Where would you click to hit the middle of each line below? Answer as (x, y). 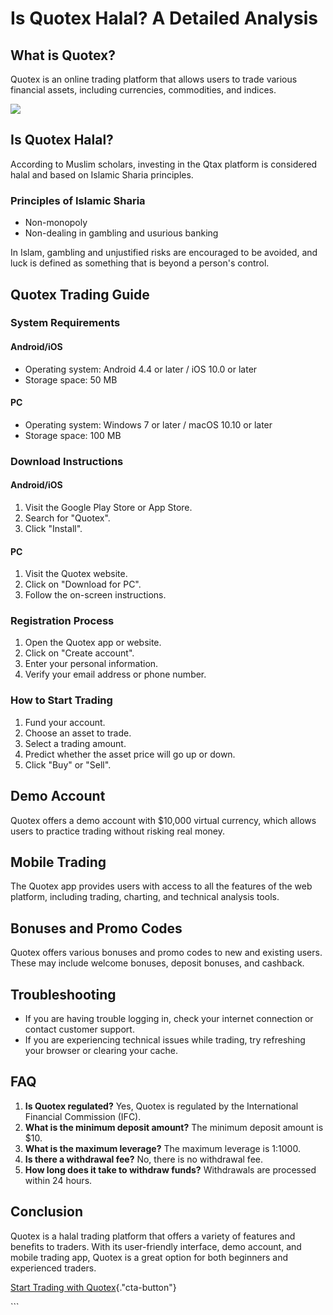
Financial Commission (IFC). (83, 1116)
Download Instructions (67, 461)
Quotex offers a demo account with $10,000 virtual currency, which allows (163, 820)
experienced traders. (53, 1268)
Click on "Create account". (79, 653)
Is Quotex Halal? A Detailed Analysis (164, 18)
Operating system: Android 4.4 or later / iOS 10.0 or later (141, 369)
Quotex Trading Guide (80, 294)
